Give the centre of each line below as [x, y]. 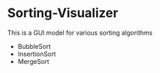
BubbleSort [34, 46]
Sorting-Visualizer [63, 13]
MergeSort [33, 61]
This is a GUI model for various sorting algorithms [80, 33]
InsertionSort [37, 54]
